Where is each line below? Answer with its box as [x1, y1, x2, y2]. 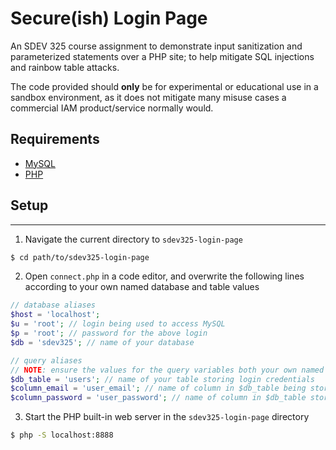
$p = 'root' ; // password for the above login [10, 328, 208, 339]
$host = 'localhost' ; [10, 310, 101, 320]
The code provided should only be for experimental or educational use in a [10, 80, 319, 92]
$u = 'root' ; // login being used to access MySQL [10, 319, 226, 329]
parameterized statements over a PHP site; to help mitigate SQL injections [10, 50, 315, 62]
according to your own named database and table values [24, 281, 260, 293]
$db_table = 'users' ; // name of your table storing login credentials [10, 374, 315, 384]
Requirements [10, 131, 100, 148]
